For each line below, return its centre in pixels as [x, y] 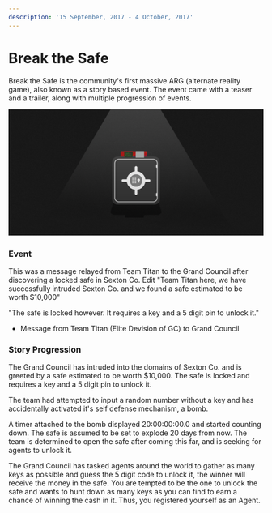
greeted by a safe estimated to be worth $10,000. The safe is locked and [129, 376]
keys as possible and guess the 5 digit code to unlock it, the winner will [127, 475]
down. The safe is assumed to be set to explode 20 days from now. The [128, 433]
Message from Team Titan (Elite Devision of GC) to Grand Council [130, 328]
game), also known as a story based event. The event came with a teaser [130, 89]
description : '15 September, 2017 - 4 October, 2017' [101, 17]
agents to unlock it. [40, 451]
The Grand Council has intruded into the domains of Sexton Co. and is [125, 367]
